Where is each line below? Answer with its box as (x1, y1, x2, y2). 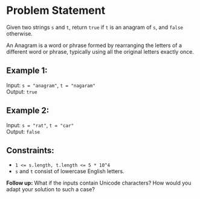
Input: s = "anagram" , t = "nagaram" (6, 81, 95, 89)
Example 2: (6, 106, 50, 116)
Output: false (6, 128, 40, 135)
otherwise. (6, 30, 33, 37)
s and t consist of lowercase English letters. (15, 168, 125, 175)
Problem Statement (6, 4, 106, 17)
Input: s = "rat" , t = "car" (6, 121, 74, 128)
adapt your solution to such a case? (6, 186, 95, 193)
